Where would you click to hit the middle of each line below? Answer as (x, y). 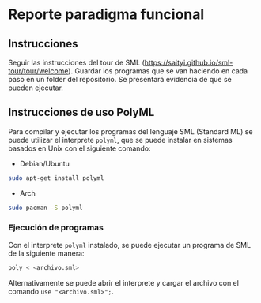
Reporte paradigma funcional (106, 15)
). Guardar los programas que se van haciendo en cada (158, 71)
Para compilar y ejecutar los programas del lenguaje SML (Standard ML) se (130, 131)
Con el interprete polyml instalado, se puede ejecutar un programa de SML (130, 245)
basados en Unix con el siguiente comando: (80, 148)
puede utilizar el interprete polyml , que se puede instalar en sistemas (120, 140)
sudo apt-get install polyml (56, 178)
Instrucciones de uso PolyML (81, 112)
